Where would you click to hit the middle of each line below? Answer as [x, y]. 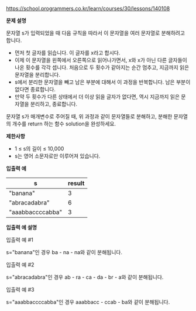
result [76, 183]
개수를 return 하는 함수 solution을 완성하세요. [64, 124]
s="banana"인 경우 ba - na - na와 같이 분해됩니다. [64, 252]
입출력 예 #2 [20, 265]
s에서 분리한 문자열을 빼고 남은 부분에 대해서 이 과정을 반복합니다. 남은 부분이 [102, 82]
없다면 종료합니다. [35, 89]
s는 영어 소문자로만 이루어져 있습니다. [57, 156]
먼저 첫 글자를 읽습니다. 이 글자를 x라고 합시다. [67, 53]
